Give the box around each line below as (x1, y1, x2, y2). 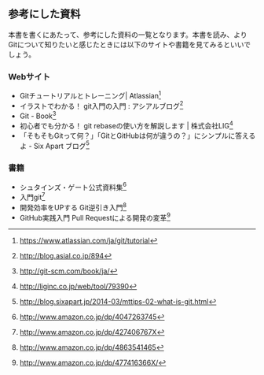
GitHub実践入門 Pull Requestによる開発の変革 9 (19, 211, 171, 222)
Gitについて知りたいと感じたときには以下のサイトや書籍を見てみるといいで (8, 39, 251, 49)
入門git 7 (19, 191, 46, 202)
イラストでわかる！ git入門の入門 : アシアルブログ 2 (19, 99, 184, 110)
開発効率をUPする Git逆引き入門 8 (19, 202, 127, 212)
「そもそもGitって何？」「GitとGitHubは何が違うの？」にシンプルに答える (19, 131, 256, 140)
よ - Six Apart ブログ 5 (19, 139, 90, 150)
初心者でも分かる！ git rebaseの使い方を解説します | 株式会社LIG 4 (19, 120, 233, 130)
